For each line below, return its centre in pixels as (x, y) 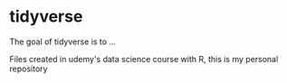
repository (29, 69)
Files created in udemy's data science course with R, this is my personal (144, 59)
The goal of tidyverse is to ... (62, 41)
